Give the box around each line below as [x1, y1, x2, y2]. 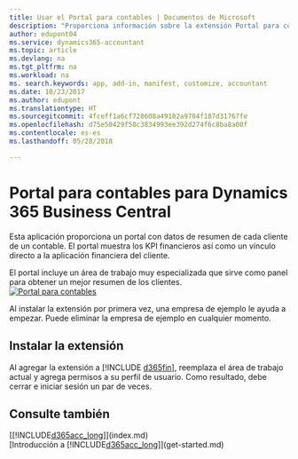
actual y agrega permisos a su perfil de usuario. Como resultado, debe [9, 371, 268, 382]
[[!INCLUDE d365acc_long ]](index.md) [9, 430, 149, 440]
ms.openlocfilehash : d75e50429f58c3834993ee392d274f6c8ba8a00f [9, 121, 248, 130]
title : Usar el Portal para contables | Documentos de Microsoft [9, 12, 255, 22]
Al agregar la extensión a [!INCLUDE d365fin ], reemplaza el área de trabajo [9, 361, 284, 373]
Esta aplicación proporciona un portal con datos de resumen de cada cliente [9, 231, 288, 241]
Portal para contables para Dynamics [9, 183, 288, 202]
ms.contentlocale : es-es [9, 129, 101, 138]
